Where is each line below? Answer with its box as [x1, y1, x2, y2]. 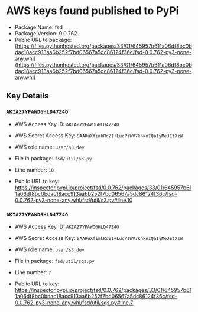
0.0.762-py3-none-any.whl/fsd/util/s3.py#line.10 [14, 196, 133, 203]
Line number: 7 [14, 268, 51, 275]
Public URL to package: [14, 36, 72, 43]
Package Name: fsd [14, 24, 63, 31]
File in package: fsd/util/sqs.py [14, 257, 95, 264]
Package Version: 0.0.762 [14, 29, 78, 37]
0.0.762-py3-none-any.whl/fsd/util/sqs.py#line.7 [14, 299, 134, 306]
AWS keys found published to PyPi [6, 4, 179, 18]
